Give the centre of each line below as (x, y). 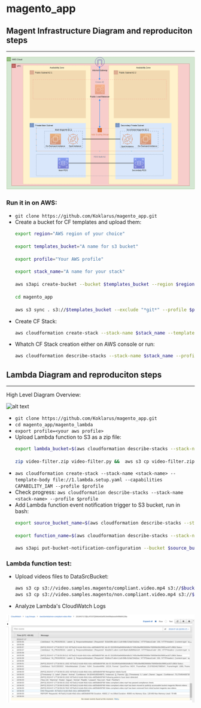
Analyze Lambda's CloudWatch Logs (60, 606)
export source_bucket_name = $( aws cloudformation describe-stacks (98, 523)
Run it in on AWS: (32, 203)
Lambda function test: (39, 564)
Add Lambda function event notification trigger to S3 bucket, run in (98, 505)
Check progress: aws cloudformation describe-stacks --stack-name (99, 492)
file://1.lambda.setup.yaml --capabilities (108, 480)
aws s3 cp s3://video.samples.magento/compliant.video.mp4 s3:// (98, 588)
